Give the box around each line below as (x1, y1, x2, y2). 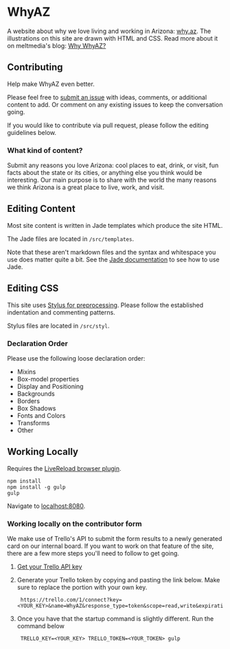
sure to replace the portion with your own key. (16, 583, 148, 592)
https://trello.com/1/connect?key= (20, 597, 122, 604)
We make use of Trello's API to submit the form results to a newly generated (7, 535, 222, 543)
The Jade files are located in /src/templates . (7, 235, 135, 243)
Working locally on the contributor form (7, 519, 142, 529)
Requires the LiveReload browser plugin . (7, 464, 122, 472)
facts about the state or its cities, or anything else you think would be (7, 169, 203, 177)
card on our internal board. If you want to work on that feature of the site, (7, 542, 214, 551)
